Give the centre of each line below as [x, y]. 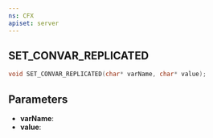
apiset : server [34, 23]
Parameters [38, 99]
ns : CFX [21, 16]
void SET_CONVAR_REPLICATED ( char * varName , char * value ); [107, 74]
